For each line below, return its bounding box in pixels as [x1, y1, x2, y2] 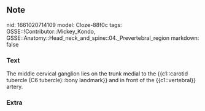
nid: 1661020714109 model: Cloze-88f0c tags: [6, 21, 122, 28]
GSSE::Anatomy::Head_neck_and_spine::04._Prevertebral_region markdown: [6, 34, 199, 42]
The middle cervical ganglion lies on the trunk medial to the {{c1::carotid [6, 70, 188, 77]
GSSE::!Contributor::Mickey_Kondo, [6, 28, 96, 35]
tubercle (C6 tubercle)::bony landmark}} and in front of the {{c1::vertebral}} [6, 77, 196, 84]
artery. [6, 83, 23, 91]
